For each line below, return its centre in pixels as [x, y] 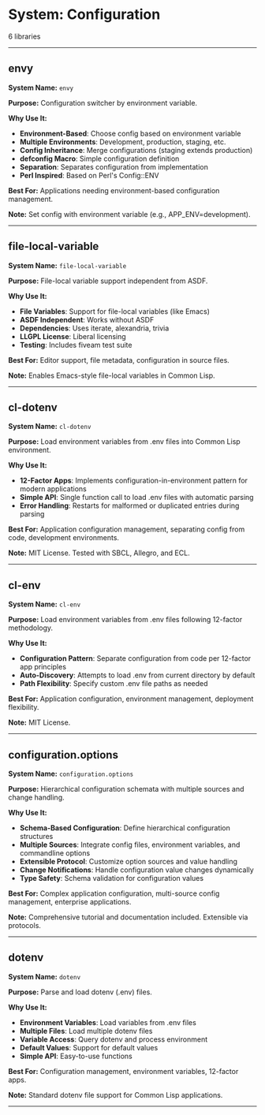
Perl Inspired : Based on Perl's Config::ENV [89, 175]
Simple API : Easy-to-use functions [76, 1056]
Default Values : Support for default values [89, 1047]
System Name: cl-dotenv [50, 427]
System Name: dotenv [45, 976]
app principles [43, 667]
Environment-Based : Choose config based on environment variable [130, 133]
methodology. [31, 628]
